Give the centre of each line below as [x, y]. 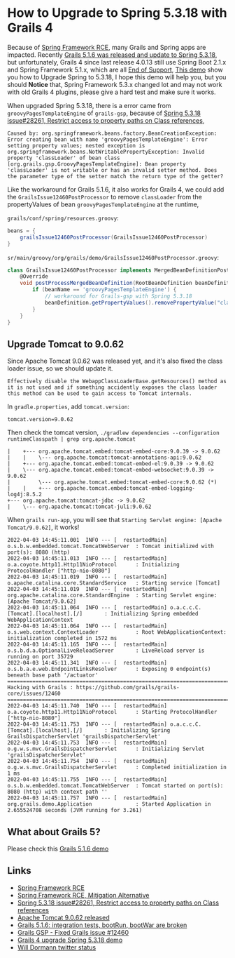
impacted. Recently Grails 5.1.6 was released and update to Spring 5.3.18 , [112, 55]
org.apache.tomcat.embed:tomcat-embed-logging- [125, 488]
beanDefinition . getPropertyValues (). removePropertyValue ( [131, 302]
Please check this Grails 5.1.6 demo [58, 849]
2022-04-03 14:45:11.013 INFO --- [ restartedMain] [87, 559]
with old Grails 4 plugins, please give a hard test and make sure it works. [112, 92]
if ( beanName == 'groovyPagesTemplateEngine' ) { [105, 290]
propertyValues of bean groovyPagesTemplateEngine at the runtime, [103, 204]
